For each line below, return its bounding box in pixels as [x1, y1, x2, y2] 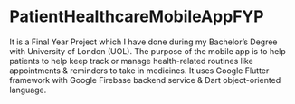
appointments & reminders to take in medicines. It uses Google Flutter [9, 65, 270, 76]
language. [9, 84, 47, 95]
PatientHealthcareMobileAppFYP [9, 6, 264, 27]
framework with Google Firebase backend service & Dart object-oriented [9, 74, 281, 85]
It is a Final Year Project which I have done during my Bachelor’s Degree [9, 36, 278, 47]
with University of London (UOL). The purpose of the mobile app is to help [9, 45, 287, 56]
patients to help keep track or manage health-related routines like [9, 55, 253, 66]
